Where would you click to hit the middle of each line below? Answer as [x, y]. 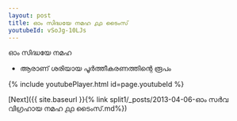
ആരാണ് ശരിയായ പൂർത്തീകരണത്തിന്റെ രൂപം [96, 69]
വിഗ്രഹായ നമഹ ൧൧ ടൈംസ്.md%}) [68, 108]
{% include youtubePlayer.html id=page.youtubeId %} [96, 85]
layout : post [30, 15]
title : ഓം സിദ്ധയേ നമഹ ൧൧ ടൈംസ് [68, 23]
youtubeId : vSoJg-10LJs [48, 30]
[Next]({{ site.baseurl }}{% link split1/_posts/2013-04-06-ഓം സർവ [118, 100]
